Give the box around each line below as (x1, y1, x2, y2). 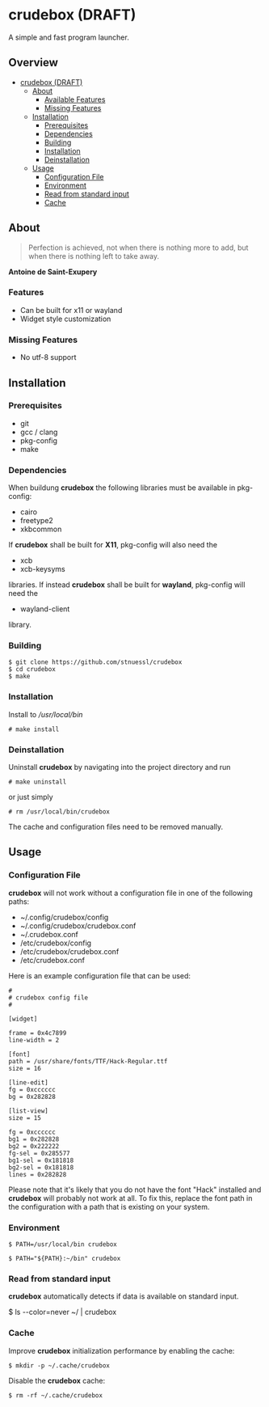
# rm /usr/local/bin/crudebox (8, 808, 111, 816)
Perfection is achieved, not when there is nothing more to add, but (27, 243, 249, 252)
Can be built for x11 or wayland (19, 305, 123, 315)
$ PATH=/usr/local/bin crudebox (8, 1240, 117, 1249)
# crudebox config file (8, 993, 89, 1002)
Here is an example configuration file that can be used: (8, 970, 191, 980)
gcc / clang (19, 427, 58, 437)
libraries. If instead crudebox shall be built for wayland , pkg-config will (8, 580, 246, 589)
